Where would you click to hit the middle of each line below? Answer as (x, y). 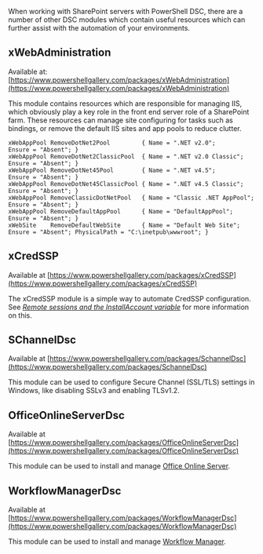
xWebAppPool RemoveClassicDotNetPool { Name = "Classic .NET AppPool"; (131, 198)
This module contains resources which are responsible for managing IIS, (125, 103)
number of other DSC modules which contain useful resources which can (127, 20)
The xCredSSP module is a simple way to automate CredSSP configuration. (130, 298)
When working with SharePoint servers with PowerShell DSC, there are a (126, 11)
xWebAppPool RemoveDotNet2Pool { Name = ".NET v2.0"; (112, 143)
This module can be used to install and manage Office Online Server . (119, 466)
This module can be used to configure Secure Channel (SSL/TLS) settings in (131, 382)
